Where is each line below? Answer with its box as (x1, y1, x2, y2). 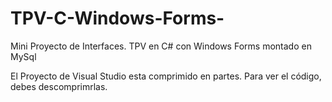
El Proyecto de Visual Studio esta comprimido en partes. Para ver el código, (10, 70, 322, 82)
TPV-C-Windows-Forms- (10, 7, 225, 30)
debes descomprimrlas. (10, 80, 108, 92)
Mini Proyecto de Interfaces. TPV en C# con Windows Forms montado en (10, 40, 312, 52)
